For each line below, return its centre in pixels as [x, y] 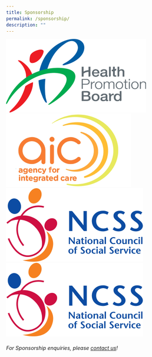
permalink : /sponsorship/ [38, 19]
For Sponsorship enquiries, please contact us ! [62, 348]
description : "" [26, 25]
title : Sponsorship [30, 12]
